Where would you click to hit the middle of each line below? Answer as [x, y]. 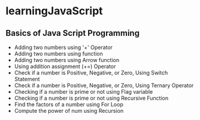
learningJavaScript [54, 11]
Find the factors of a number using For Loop [69, 104]
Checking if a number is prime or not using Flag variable [84, 92]
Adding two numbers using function [58, 54]
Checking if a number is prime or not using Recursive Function [91, 98]
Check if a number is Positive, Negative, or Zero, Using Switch [91, 73]
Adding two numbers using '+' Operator [63, 47]
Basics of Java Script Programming [73, 33]
